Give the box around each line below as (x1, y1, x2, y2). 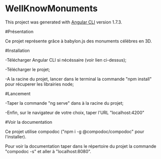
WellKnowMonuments (5, 3, 98, 14)
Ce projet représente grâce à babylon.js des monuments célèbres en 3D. (5, 38, 152, 44)
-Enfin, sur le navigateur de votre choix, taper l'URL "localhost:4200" (5, 110, 145, 115)
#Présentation (5, 28, 33, 34)
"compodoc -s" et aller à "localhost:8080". (5, 148, 92, 154)
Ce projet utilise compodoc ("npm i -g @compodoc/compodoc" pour (5, 128, 144, 135)
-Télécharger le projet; (5, 67, 51, 72)
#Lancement (5, 91, 31, 96)
